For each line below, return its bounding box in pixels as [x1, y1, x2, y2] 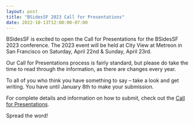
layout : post [6, 8, 38, 15]
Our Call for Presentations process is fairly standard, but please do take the [6, 59, 189, 66]
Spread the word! [6, 112, 48, 119]
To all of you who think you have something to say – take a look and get [6, 77, 179, 84]
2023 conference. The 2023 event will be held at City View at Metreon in [6, 42, 182, 49]
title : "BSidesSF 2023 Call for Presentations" [6, 14, 125, 20]
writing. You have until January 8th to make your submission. [6, 83, 154, 90]
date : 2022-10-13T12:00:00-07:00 [6, 19, 88, 25]
